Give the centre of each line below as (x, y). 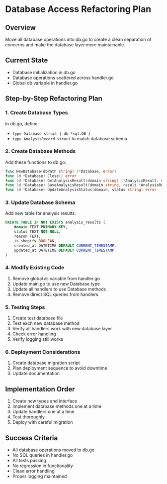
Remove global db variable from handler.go (56, 278)
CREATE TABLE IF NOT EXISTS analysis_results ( (55, 222)
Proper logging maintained (40, 476)
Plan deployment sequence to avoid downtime (60, 368)
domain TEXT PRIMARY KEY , (41, 227)
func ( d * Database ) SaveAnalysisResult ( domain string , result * (73, 185)
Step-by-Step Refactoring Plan (54, 99)
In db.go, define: (22, 123)
